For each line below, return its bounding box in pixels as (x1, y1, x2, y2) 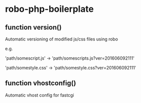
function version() (5, 23, 62, 32)
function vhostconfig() (5, 79, 76, 87)
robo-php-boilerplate (5, 3, 94, 15)
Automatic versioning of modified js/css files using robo (5, 36, 118, 42)
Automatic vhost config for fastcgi (5, 92, 75, 98)
